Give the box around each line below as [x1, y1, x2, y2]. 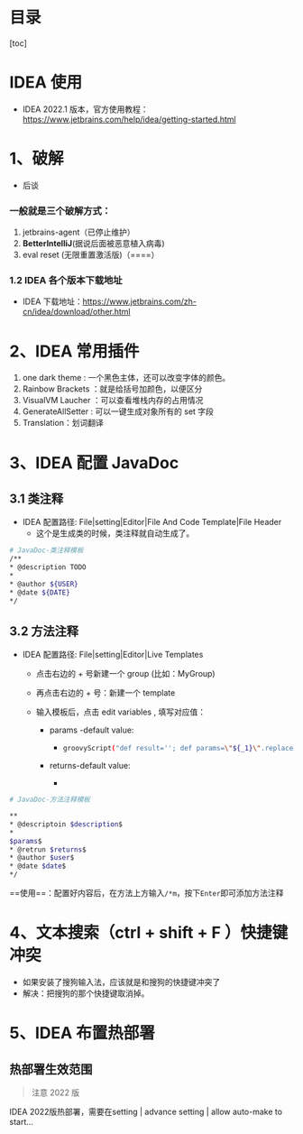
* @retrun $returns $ [9, 844, 87, 854]
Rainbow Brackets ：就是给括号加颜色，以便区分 [22, 383, 203, 394]
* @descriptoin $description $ [9, 819, 124, 829]
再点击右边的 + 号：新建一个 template [35, 687, 176, 698]
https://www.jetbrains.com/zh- [82, 296, 197, 307]
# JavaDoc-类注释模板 [9, 546, 84, 555]
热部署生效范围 [9, 1061, 93, 1077]
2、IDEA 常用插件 [9, 341, 140, 361]
